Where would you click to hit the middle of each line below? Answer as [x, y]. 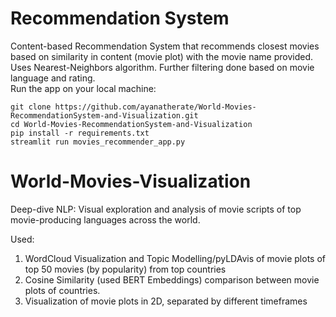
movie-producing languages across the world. [105, 219]
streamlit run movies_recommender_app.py [98, 142]
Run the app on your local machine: [83, 88]
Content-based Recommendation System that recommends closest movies [165, 46]
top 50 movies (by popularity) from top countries [125, 269]
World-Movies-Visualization [131, 181]
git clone [31, 107]
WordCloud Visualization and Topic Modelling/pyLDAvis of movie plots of [175, 258]
